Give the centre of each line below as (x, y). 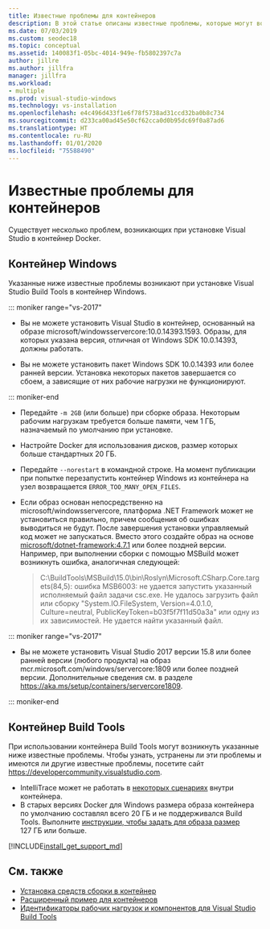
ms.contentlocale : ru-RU (50, 135)
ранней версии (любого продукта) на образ (95, 661)
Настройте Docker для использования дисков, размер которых (129, 446)
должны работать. (51, 349)
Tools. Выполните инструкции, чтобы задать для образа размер (130, 822)
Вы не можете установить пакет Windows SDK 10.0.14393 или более (137, 364)
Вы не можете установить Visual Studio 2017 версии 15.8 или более (135, 652)
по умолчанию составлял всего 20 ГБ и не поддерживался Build (131, 813)
